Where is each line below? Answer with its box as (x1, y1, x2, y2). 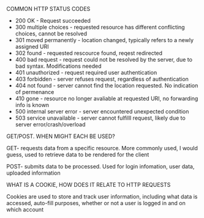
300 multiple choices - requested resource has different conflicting (15, 24, 185, 31)
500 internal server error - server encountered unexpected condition (15, 108, 189, 115)
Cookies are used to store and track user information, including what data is (6, 193, 198, 200)
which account (6, 206, 44, 213)
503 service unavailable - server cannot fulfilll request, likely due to (15, 114, 186, 122)
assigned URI (15, 43, 49, 50)
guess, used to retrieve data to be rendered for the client (6, 151, 149, 158)
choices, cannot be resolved (15, 30, 88, 37)
